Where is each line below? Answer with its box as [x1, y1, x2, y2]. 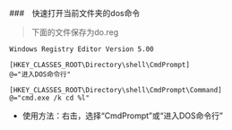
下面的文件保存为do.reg [30, 27, 119, 38]
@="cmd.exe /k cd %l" [9, 93, 90, 102]
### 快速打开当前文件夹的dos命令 [9, 8, 141, 18]
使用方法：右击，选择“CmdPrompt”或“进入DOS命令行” [21, 110, 224, 121]
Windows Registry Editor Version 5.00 [9, 45, 154, 54]
